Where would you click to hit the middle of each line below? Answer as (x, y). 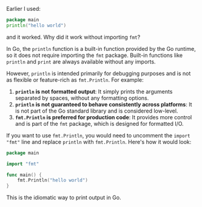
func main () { (24, 175)
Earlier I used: (24, 9)
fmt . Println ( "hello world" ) (52, 180)
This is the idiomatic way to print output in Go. (64, 198)
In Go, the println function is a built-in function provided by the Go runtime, (101, 48)
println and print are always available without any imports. (81, 61)
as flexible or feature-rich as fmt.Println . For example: (75, 80)
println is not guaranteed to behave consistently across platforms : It (103, 104)
